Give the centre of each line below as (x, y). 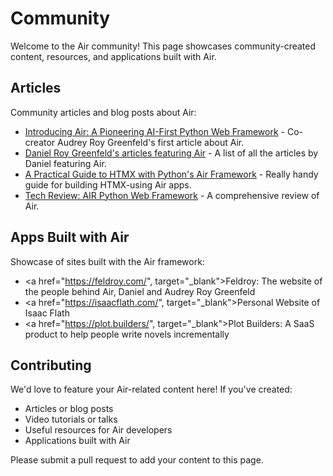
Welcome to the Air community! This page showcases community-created (163, 46)
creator (40, 142)
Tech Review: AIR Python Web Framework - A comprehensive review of (172, 195)
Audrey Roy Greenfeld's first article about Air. (151, 142)
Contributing (51, 365)
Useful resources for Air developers (98, 430)
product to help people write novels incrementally (127, 334)
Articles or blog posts (69, 409)
